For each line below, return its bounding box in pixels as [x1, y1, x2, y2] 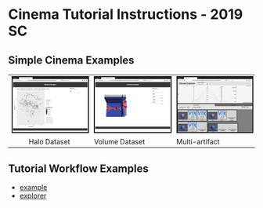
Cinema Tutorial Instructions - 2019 [8, 5, 243, 24]
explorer [19, 191, 47, 201]
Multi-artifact [175, 137, 221, 146]
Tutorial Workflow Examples [8, 162, 149, 175]
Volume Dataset [93, 137, 146, 146]
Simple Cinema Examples [8, 53, 135, 67]
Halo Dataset [28, 137, 70, 146]
